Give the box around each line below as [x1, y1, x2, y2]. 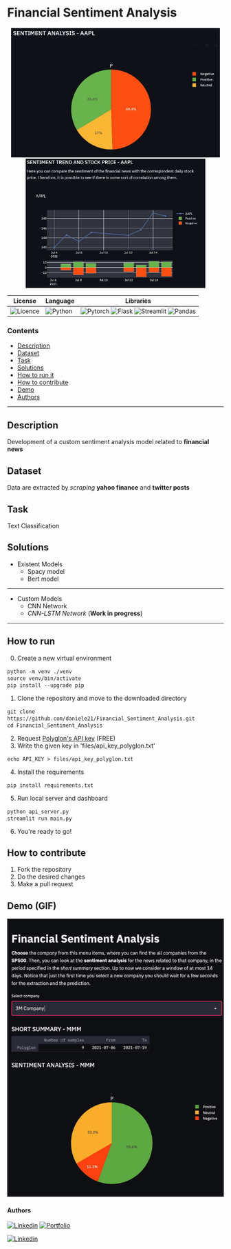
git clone [7, 708, 36, 715]
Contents [7, 326, 39, 336]
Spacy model [27, 567, 65, 575]
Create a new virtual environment [16, 654, 112, 662]
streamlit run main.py [7, 815, 72, 822]
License [13, 297, 36, 305]
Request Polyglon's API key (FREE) [16, 734, 115, 742]
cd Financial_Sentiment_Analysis [7, 722, 103, 729]
